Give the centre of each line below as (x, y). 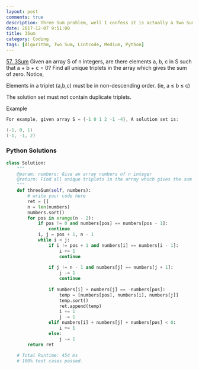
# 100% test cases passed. (50, 361)
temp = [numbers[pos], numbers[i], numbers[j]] (119, 295)
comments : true (25, 17)
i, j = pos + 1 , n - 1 (66, 234)
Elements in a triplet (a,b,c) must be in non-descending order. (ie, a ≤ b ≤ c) (98, 85)
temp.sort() (74, 300)
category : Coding (28, 39)
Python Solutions (32, 150)
